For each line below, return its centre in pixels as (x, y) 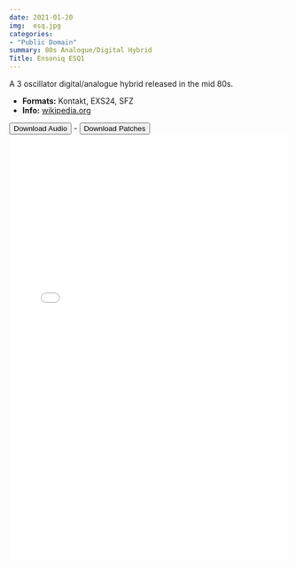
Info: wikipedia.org (56, 110)
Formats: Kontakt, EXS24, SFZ (78, 101)
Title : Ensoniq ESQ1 (47, 58)
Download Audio (41, 128)
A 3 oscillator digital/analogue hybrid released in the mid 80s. (121, 84)
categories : (31, 34)
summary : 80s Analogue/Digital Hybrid (81, 51)
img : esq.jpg (35, 26)
